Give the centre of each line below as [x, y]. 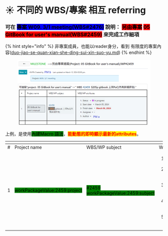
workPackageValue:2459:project [48, 191]
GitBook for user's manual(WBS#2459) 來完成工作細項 [72, 34]
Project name [28, 147]
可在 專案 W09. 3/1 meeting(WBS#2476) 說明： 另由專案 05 [78, 27]
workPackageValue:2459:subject [120, 193]
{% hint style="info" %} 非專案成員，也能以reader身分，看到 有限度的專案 [81, 46]
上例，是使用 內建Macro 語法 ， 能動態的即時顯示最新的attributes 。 [73, 134]
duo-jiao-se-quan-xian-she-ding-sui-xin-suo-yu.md [65, 52]
